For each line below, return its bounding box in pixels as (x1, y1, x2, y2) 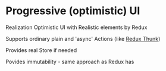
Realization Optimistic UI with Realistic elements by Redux (5, 24, 148, 31)
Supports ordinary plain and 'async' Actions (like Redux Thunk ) (5, 35, 161, 42)
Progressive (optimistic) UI (5, 4, 140, 18)
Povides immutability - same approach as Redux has (5, 58, 134, 65)
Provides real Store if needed (5, 46, 77, 54)
